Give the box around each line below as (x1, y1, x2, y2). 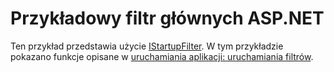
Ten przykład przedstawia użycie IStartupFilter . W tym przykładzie (10, 40, 284, 52)
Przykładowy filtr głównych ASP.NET (10, 7, 325, 30)
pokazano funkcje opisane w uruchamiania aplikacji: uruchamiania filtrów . (10, 50, 314, 62)
